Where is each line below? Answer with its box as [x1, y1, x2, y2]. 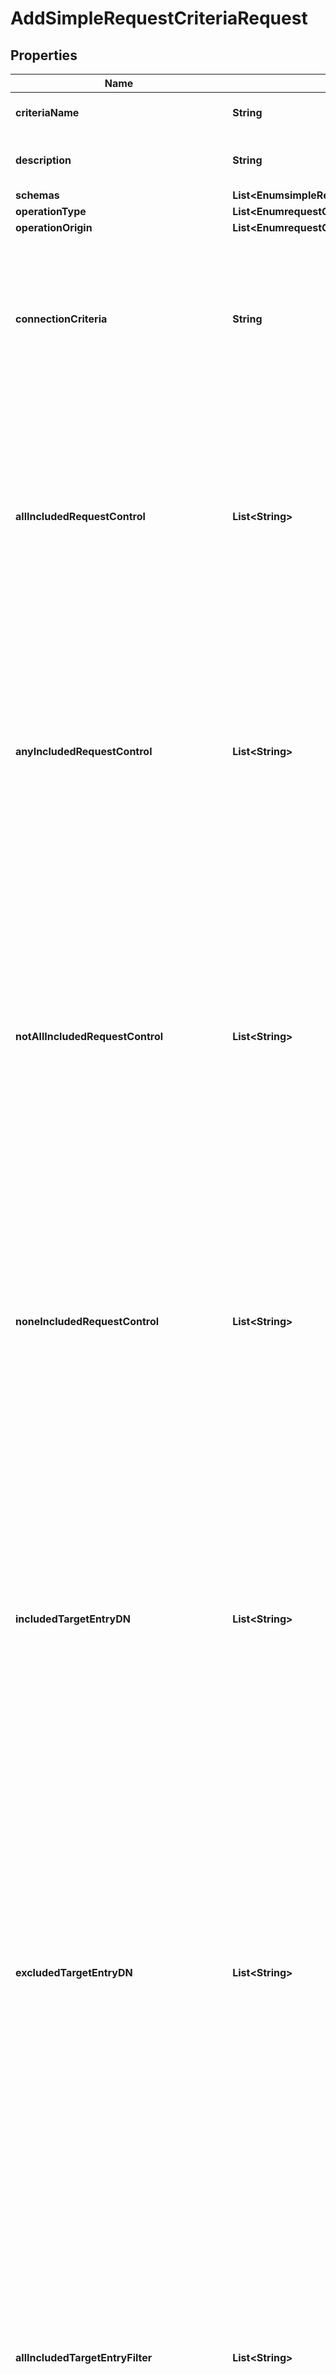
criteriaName [15, 106, 80, 119]
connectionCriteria [15, 312, 108, 326]
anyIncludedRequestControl [15, 745, 153, 758]
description [15, 153, 72, 167]
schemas [15, 188, 60, 202]
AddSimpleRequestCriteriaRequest [10, 7, 308, 30]
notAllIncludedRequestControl [15, 1030, 164, 1043]
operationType [15, 205, 87, 218]
